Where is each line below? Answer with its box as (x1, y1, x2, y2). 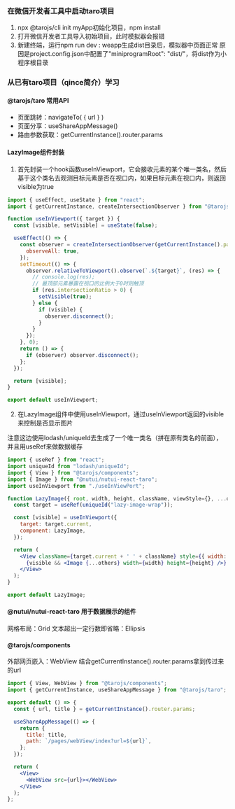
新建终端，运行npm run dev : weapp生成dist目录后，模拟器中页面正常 (17, 41, 218, 50)
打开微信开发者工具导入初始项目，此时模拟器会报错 (17, 32, 165, 41)
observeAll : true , (25, 247, 80, 255)
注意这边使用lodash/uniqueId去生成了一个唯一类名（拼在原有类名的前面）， (7, 434, 222, 442)
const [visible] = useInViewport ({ (13, 514, 117, 521)
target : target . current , (20, 521, 92, 528)
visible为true (17, 182, 55, 190)
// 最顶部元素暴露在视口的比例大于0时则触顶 (32, 280, 144, 288)
